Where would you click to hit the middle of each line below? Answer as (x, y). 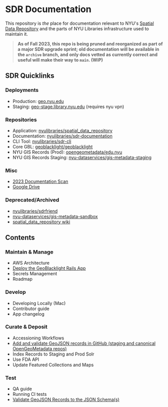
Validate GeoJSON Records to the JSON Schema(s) (66, 399)
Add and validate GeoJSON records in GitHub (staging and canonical (84, 343)
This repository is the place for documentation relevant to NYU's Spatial (80, 23)
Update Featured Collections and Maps (53, 365)
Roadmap (22, 279)
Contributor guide (31, 309)
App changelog (28, 314)
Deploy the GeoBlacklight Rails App (49, 268)
